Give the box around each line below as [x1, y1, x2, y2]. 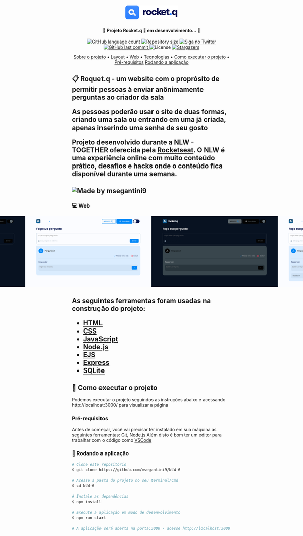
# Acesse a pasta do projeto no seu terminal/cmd [72, 478, 179, 483]
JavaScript [83, 335, 118, 343]
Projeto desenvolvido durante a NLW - [72, 138, 194, 146]
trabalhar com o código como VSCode [72, 437, 152, 443]
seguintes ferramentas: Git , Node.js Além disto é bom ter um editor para [72, 432, 222, 438]
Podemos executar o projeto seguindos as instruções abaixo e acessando [72, 397, 226, 403]
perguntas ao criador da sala [72, 93, 164, 101]
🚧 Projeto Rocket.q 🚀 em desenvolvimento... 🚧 [103, 27, 200, 33]
